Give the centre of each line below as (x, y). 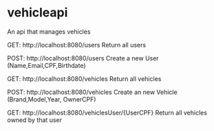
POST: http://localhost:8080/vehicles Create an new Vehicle (92, 92)
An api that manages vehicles (49, 32)
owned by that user (34, 120)
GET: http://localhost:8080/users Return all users (77, 45)
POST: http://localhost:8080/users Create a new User (83, 58)
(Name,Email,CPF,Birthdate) (46, 65)
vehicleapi (38, 13)
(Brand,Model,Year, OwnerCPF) (52, 99)
